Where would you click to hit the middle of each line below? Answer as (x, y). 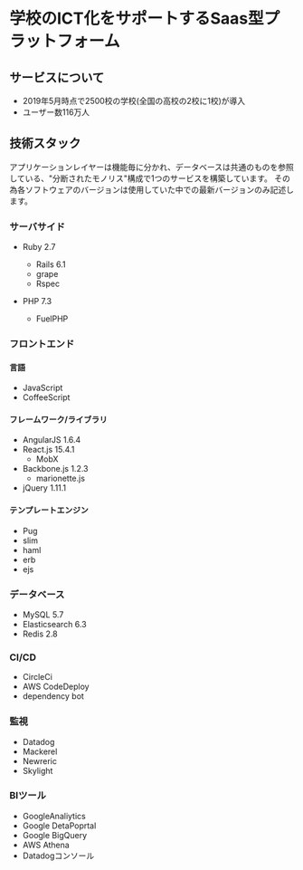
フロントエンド (42, 344)
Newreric (39, 760)
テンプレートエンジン (49, 510)
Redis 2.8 (40, 634)
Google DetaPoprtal (59, 826)
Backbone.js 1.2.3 (55, 469)
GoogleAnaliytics (54, 816)
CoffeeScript (46, 397)
